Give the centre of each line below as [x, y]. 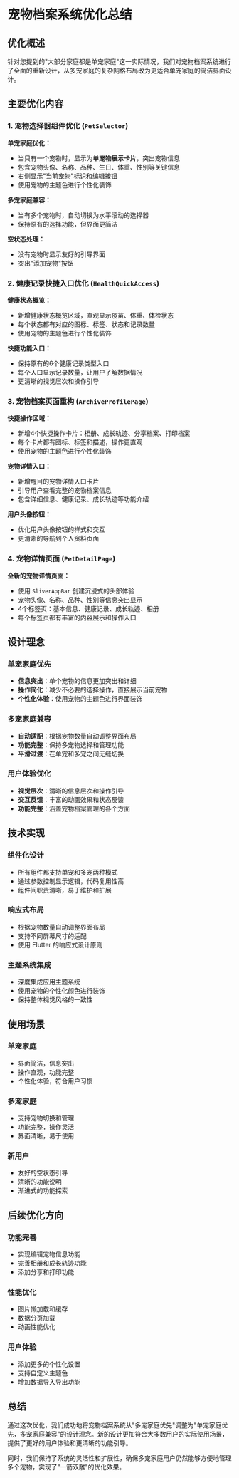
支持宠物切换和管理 [46, 1118]
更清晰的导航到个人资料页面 [58, 538]
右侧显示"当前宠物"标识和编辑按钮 [67, 176]
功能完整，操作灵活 [46, 1127]
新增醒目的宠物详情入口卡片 [58, 482]
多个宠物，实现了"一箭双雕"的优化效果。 [67, 1467]
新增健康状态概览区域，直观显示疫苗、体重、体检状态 [96, 315]
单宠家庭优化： [29, 142]
